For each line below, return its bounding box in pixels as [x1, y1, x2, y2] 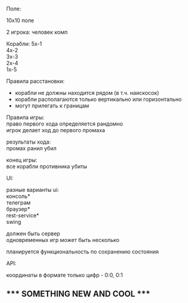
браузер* [6, 205, 30, 212]
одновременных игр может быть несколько [6, 237, 119, 243]
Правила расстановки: [6, 78, 65, 85]
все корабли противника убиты [6, 163, 87, 170]
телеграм [6, 199, 31, 206]
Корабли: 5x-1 [6, 40, 42, 47]
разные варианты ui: [6, 187, 59, 193]
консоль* [6, 193, 31, 200]
